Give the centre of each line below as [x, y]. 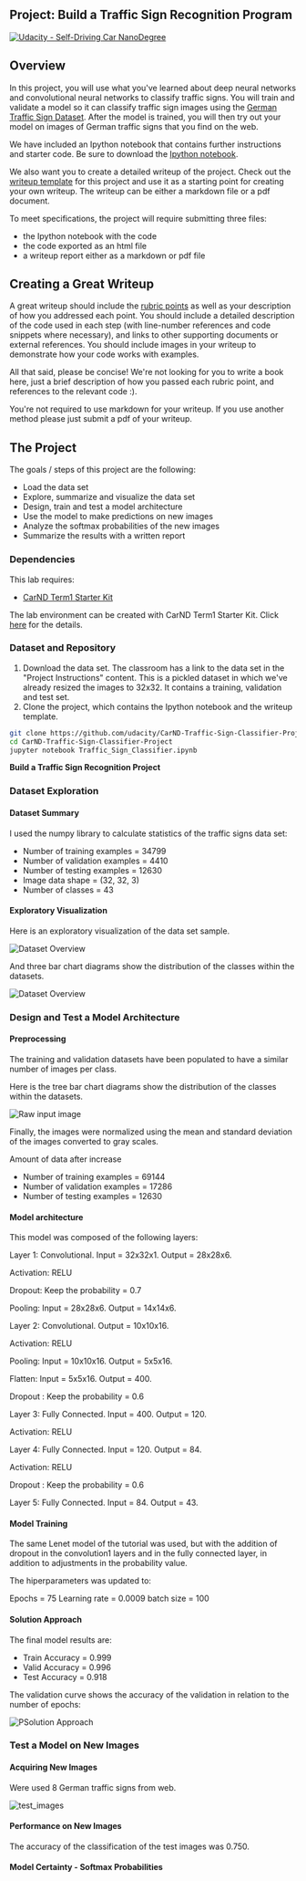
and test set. [46, 696]
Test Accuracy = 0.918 [65, 1677]
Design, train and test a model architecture [102, 507]
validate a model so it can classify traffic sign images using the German [143, 107]
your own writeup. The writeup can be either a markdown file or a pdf [140, 191]
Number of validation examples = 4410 [95, 861]
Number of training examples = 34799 [94, 851]
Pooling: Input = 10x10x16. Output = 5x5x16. [91, 1361]
